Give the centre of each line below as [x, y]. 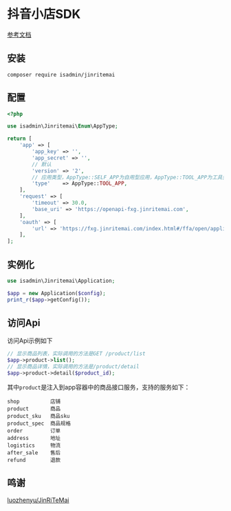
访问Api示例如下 [30, 341]
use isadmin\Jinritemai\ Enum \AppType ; [63, 126]
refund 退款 [34, 460]
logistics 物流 [34, 445]
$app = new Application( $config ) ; [57, 293]
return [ [20, 139]
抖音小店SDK [44, 14]
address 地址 [34, 438]
